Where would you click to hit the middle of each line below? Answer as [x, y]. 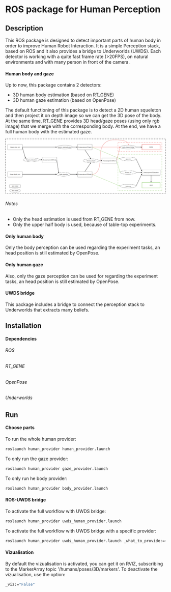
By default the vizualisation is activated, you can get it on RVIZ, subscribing [84, 563]
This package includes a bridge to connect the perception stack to [75, 304]
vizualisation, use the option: [35, 574]
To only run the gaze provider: [37, 459]
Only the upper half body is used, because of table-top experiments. [84, 224]
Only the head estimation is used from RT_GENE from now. [74, 219]
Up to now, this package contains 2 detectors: [53, 85]
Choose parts [20, 428]
